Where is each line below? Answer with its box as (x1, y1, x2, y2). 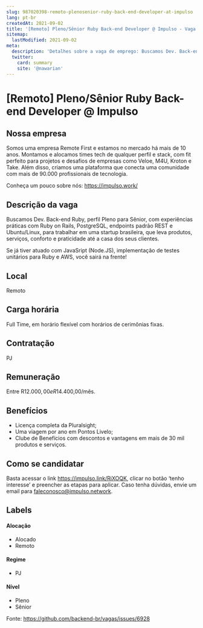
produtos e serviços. (14, 441, 67, 448)
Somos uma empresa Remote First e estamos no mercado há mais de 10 (6, 144, 186, 152)
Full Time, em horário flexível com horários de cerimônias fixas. (6, 320, 164, 328)
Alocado (14, 535, 36, 543)
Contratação (6, 338, 55, 349)
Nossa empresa (6, 128, 66, 138)
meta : (6, 43, 20, 49)
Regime (6, 556, 26, 563)
